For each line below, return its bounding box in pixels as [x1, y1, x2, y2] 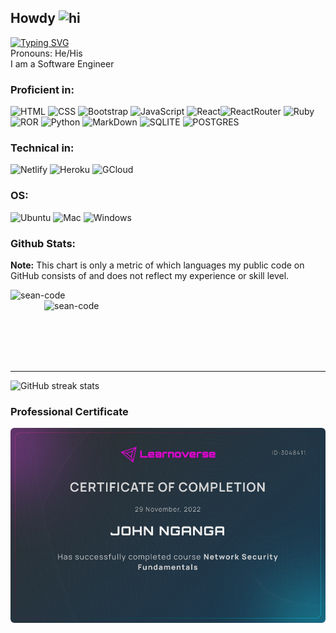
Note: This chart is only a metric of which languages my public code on [10, 259, 305, 271]
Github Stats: [10, 236, 77, 250]
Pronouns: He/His [10, 47, 83, 59]
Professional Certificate [10, 404, 129, 418]
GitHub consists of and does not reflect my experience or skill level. [10, 270, 290, 281]
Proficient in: [10, 82, 75, 96]
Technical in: [10, 141, 75, 155]
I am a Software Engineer [10, 57, 115, 70]
